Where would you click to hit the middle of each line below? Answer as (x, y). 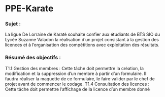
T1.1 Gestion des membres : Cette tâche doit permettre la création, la (75, 68)
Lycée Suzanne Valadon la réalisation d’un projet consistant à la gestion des (82, 40)
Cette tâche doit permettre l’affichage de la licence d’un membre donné (78, 89)
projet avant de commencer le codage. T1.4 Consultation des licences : (77, 84)
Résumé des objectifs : (33, 58)
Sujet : (13, 24)
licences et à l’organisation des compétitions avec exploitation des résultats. (82, 45)
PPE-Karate (29, 9)
